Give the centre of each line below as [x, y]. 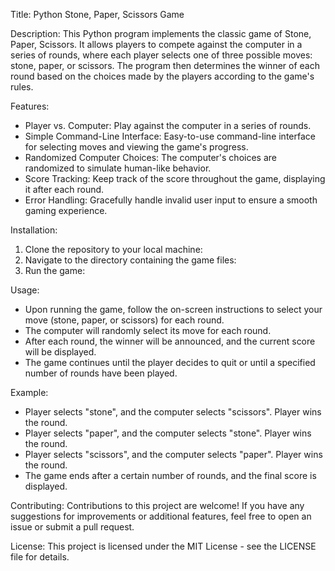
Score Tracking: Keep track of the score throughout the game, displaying [175, 178]
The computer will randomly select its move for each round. [148, 330]
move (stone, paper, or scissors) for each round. [124, 320]
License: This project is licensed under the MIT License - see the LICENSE [163, 546]
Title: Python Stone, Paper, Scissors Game [97, 14]
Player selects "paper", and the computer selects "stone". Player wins [168, 433]
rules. [22, 87]
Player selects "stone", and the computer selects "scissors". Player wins [173, 412]
